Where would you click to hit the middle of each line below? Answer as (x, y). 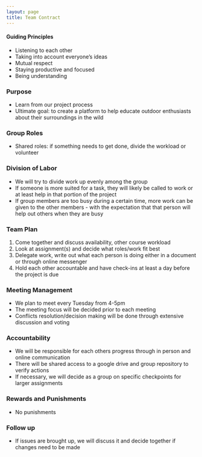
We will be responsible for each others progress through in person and (103, 351)
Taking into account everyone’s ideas (61, 56)
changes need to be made (47, 447)
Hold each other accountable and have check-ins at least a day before (102, 268)
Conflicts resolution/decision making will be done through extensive (99, 316)
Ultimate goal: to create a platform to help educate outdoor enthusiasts (103, 111)
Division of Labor (32, 168)
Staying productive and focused (55, 69)
